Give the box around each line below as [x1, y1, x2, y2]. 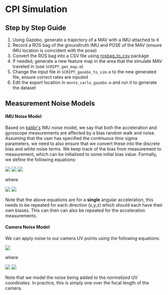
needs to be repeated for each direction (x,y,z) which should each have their [5, 202, 163, 208]
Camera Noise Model [5, 224, 50, 230]
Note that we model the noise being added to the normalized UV [5, 274, 138, 280]
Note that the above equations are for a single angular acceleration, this [5, 197, 153, 203]
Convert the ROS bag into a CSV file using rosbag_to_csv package [12, 53, 149, 59]
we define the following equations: [5, 157, 76, 163]
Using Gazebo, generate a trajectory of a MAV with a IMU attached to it [12, 37, 159, 43]
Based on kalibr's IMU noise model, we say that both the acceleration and [5, 124, 157, 130]
